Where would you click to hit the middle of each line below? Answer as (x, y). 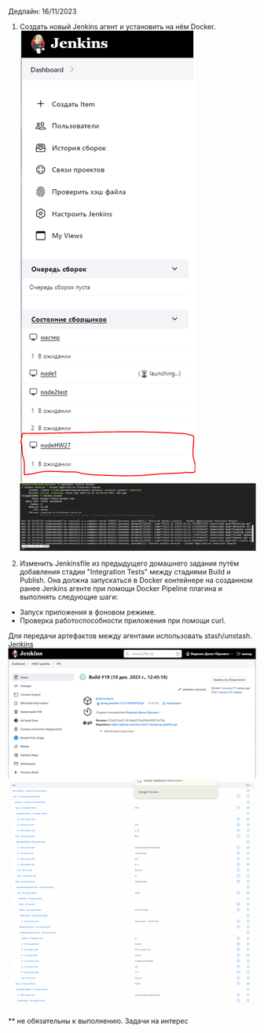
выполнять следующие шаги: (69, 597)
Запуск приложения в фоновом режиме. (88, 612)
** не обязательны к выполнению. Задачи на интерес (98, 1020)
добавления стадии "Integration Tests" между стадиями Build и (125, 572)
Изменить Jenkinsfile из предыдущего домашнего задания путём (129, 563)
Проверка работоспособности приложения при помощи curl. (123, 621)
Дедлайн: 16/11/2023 (42, 11)
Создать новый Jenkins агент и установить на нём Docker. (117, 26)
